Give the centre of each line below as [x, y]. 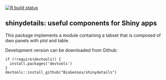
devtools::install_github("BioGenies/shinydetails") [61, 72]
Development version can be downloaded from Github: [62, 50]
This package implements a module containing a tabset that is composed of [83, 35]
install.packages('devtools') [41, 64]
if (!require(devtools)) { [33, 59]
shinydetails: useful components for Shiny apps [81, 23]
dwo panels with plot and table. [37, 40]
